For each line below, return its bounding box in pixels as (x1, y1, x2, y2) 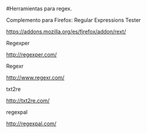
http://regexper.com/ (6, 51, 57, 58)
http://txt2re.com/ (6, 97, 50, 104)
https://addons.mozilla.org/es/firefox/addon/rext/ (6, 28, 126, 35)
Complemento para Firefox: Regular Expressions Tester (6, 17, 141, 23)
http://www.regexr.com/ (6, 74, 65, 81)
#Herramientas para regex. (6, 5, 72, 12)
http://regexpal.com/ (6, 120, 57, 127)
